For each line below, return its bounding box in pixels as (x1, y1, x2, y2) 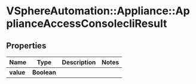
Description (62, 58, 96, 66)
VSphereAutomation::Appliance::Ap (6, 4, 190, 18)
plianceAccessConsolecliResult (6, 17, 167, 30)
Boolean (32, 69, 57, 76)
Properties (6, 41, 47, 51)
